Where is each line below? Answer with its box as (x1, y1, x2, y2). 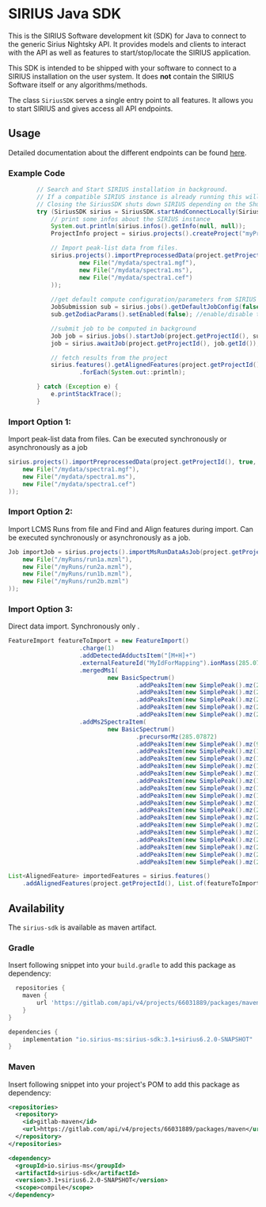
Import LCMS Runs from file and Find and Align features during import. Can (8, 524, 253, 533)
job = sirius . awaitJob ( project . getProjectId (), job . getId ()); (50, 339, 260, 347)
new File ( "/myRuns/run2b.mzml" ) (22, 578, 129, 586)
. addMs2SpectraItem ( (78, 718, 147, 726)
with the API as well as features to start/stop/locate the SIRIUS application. (8, 48, 251, 57)
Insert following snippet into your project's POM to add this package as (8, 1079, 240, 1089)
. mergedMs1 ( (78, 667, 119, 674)
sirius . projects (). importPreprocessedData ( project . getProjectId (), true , (8, 458, 257, 466)
